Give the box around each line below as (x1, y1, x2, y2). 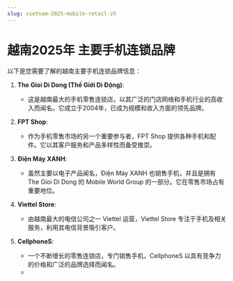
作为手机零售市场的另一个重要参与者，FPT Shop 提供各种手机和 (27, 131, 210, 140)
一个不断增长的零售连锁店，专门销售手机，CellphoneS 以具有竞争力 (27, 251, 221, 259)
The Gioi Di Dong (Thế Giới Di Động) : (17, 81, 124, 89)
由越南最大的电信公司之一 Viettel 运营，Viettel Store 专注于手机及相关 (27, 214, 227, 223)
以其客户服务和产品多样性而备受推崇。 (46, 140, 156, 149)
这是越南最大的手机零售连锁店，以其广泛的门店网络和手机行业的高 (27, 95, 217, 103)
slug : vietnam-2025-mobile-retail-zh (7, 10, 117, 17)
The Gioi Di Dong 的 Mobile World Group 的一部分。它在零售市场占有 (27, 177, 225, 186)
